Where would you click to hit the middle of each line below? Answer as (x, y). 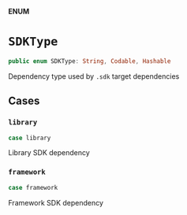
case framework (33, 187)
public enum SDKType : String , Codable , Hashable (90, 61)
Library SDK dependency (49, 153)
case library (30, 138)
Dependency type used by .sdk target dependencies (94, 76)
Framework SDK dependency (56, 202)
